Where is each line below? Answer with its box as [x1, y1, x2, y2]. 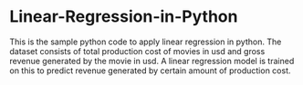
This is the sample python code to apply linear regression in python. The [9, 36, 282, 47]
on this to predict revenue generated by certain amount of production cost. [9, 65, 291, 76]
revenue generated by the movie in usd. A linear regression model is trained [9, 55, 295, 66]
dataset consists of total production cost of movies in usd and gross [9, 45, 266, 56]
